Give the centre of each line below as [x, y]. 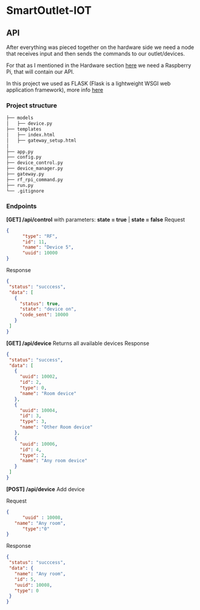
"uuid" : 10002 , [39, 377]
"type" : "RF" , [40, 236]
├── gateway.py [25, 174]
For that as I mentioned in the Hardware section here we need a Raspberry [99, 65]
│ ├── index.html [31, 135]
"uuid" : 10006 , [39, 444]
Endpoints [22, 206]
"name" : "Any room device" [53, 461]
